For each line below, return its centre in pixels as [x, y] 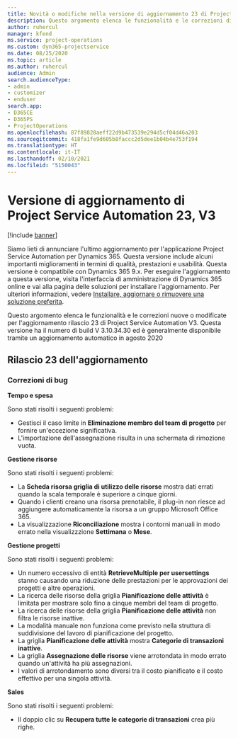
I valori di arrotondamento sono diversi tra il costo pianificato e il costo [120, 671]
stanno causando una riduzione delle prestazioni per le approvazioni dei [123, 581]
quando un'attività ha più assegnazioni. [75, 664]
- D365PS [20, 119]
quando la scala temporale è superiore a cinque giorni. [97, 494]
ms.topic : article [34, 60]
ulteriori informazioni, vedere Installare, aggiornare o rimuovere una [106, 294]
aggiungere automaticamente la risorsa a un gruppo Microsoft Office [118, 509]
